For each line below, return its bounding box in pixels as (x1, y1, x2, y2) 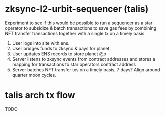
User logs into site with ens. (12, 40, 70, 46)
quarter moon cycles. (12, 72, 56, 78)
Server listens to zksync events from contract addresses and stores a (12, 56, 156, 62)
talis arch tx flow (5, 90, 76, 101)
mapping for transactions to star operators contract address (12, 61, 136, 67)
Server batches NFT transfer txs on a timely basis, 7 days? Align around (12, 66, 160, 73)
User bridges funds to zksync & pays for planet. (12, 45, 111, 51)
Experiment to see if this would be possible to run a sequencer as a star (5, 20, 153, 26)
